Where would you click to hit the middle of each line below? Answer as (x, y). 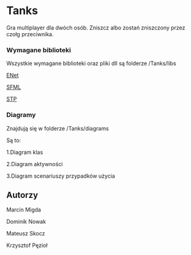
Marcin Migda (24, 210)
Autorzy (22, 195)
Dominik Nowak (26, 222)
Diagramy (21, 115)
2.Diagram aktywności (35, 164)
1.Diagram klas (25, 152)
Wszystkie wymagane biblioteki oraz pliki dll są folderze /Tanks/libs (91, 63)
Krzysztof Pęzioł (27, 245)
